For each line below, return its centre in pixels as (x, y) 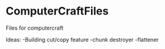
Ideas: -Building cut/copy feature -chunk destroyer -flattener (82, 39)
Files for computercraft (35, 28)
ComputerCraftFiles (57, 11)
